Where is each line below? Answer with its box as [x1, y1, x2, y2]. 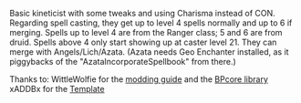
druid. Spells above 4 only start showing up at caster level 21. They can [9, 36, 277, 47]
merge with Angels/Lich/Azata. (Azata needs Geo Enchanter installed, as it [9, 46, 289, 57]
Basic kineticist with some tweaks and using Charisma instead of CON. [9, 8, 275, 18]
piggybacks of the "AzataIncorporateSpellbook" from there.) [9, 57, 237, 67]
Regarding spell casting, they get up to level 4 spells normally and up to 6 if [9, 17, 293, 28]
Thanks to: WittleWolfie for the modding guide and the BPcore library [9, 74, 269, 85]
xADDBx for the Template [9, 84, 105, 94]
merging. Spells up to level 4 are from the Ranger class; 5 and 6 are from [9, 27, 283, 37]
